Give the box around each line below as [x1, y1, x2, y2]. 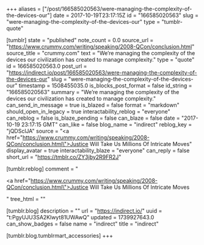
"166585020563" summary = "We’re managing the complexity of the [6, 89, 180, 95]
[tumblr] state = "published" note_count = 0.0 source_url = [6, 37, 154, 43]
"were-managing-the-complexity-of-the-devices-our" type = [6, 18, 161, 25]
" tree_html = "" [6, 196, 46, 202]
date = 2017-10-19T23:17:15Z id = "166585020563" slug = [53, 12, 199, 19]
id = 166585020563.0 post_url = [6, 62, 87, 70]
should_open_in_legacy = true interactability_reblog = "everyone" [6, 108, 171, 115]
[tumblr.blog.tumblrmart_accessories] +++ [6, 232, 114, 239]
